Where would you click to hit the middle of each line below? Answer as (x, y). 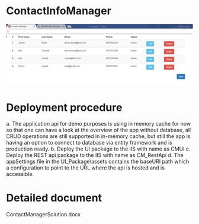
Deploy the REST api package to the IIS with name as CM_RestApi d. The (95, 155)
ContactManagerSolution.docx (44, 215)
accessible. (20, 174)
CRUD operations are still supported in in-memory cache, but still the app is (98, 136)
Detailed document (54, 198)
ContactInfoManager (59, 11)
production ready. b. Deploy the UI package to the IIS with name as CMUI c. (98, 149)
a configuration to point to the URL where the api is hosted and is (85, 168)
